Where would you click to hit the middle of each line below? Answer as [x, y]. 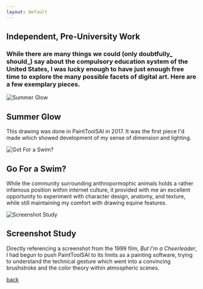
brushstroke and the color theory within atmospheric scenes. [83, 268]
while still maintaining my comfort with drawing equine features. [87, 203]
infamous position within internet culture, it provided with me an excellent [98, 190]
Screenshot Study [41, 234]
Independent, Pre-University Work [73, 37]
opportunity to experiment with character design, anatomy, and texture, [96, 196]
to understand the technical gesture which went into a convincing [88, 261]
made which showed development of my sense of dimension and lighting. [99, 138]
